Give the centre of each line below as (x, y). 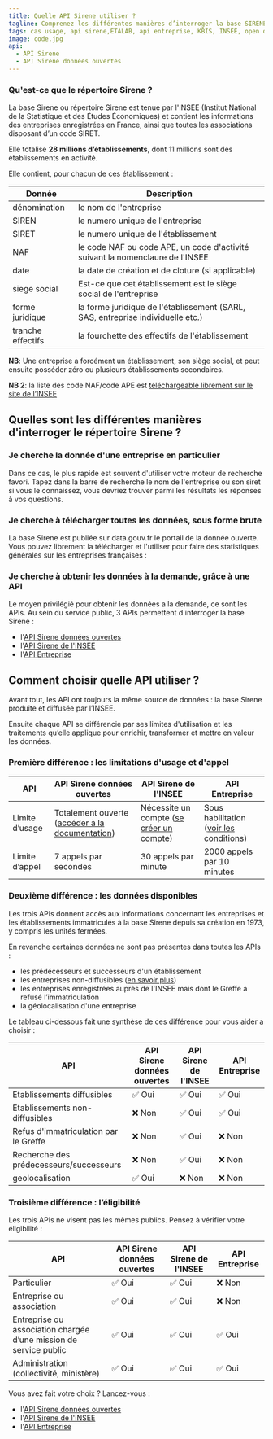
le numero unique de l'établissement (147, 234)
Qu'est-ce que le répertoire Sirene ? (80, 90)
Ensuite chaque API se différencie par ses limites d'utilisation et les (120, 724)
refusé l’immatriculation (60, 997)
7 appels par (78, 856)
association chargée (51, 1330)
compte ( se (162, 817)
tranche (27, 330)
